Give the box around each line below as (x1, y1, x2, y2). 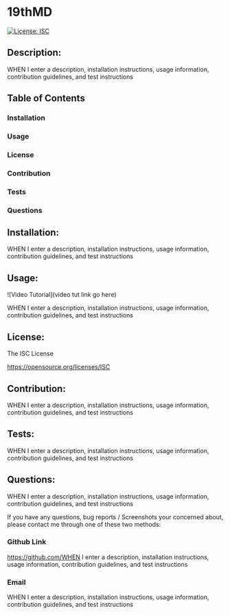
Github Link (7, 537, 47, 547)
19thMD (7, 4, 53, 20)
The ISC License (7, 349, 54, 358)
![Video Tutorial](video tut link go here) (7, 291, 117, 299)
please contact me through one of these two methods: (7, 520, 161, 528)
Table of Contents (7, 92, 86, 104)
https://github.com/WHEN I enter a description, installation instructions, (7, 552, 209, 561)
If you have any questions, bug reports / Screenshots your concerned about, (7, 512, 224, 521)
